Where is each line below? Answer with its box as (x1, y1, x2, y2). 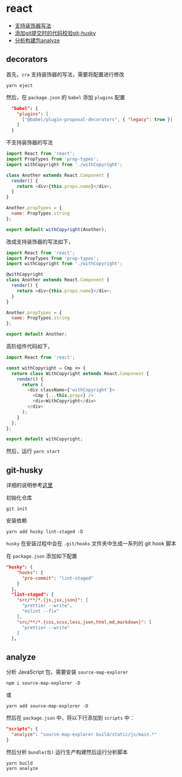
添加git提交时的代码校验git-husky (14, 29, 96, 37)
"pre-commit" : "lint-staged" (21, 575, 94, 581)
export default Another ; (6, 331, 67, 337)
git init (6, 506, 28, 512)
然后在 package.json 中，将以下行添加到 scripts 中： (6, 714, 135, 721)
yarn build (6, 760, 33, 766)
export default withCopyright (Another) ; (6, 226, 108, 232)
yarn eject (6, 82, 33, 89)
